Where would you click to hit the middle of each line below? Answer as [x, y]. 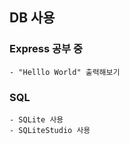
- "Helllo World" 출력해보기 [65, 72]
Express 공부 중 [46, 49]
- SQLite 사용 [36, 119]
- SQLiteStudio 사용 [50, 130]
